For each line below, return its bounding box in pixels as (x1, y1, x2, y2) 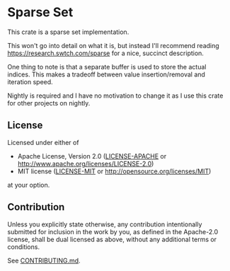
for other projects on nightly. (7, 98, 91, 107)
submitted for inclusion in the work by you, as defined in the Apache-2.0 (7, 227, 218, 236)
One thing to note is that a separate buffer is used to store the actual (7, 62, 207, 71)
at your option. (7, 180, 50, 189)
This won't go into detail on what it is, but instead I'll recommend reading (7, 41, 219, 50)
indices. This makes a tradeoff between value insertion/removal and (7, 70, 205, 79)
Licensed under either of (7, 138, 79, 146)
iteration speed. (7, 77, 53, 86)
